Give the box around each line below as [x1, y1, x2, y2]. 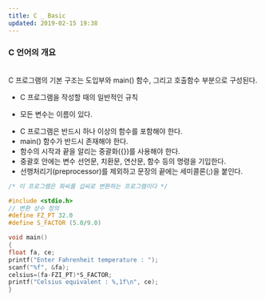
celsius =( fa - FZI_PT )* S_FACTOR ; [8, 271, 113, 279]
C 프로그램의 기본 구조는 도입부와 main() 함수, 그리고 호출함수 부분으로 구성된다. [8, 75, 258, 85]
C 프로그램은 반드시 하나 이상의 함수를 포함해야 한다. [19, 126, 183, 136]
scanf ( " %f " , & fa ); [8, 263, 69, 271]
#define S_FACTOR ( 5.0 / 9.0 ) [8, 219, 102, 227]
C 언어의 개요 [8, 47, 57, 58]
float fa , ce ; [8, 248, 56, 256]
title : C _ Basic [8, 11, 66, 20]
